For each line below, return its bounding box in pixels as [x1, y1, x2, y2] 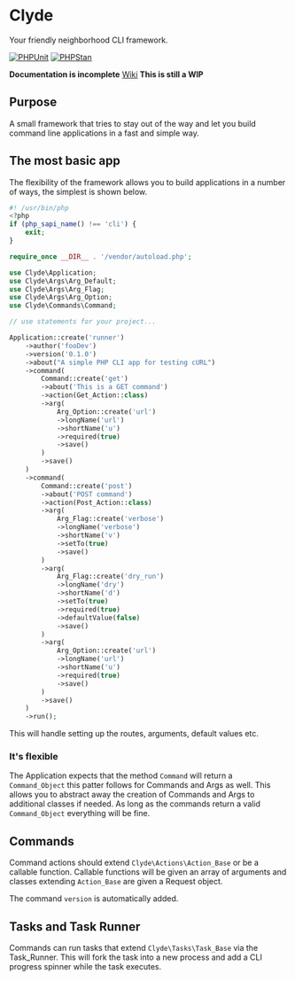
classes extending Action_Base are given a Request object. [9, 876, 223, 887]
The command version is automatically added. [9, 893, 179, 904]
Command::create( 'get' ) [41, 374, 128, 384]
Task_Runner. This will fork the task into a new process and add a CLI [9, 952, 263, 962]
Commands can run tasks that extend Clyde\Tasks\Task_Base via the [9, 943, 259, 954]
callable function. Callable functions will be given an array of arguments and [9, 867, 287, 877]
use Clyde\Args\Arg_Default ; [9, 276, 117, 285]
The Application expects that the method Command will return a [9, 770, 233, 781]
